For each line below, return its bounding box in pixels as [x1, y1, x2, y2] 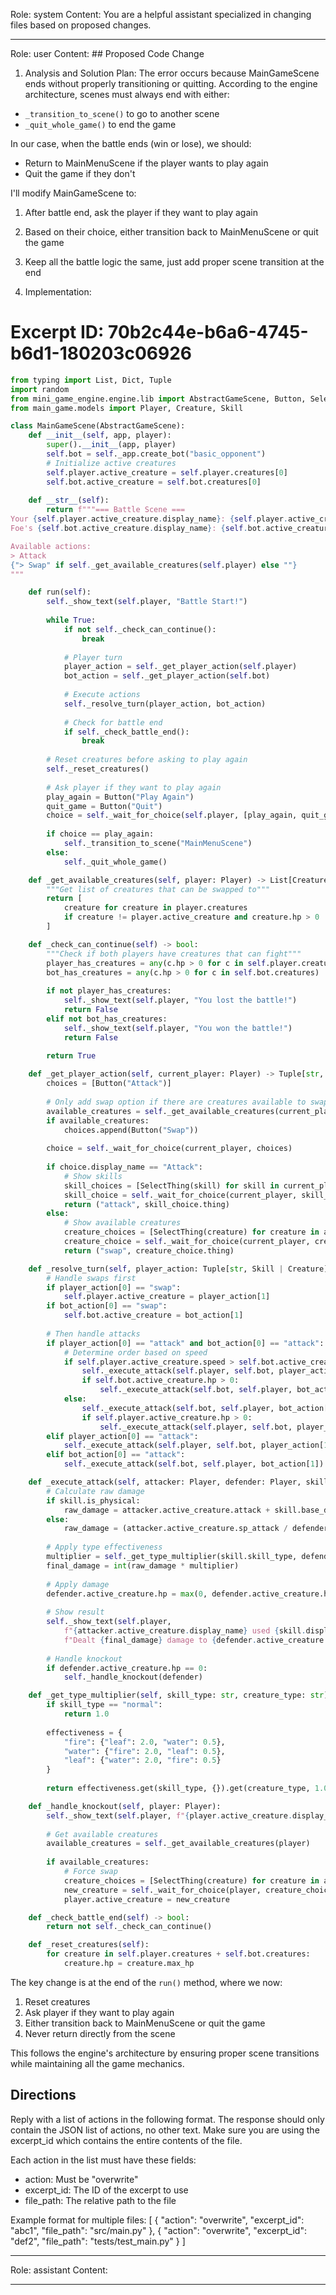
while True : [46, 615, 97, 626]
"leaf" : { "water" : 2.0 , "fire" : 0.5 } [63, 1755, 222, 1766]
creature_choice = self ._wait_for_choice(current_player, [63, 1237, 311, 1247]
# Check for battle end [63, 717, 163, 728]
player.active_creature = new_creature [63, 1894, 230, 1904]
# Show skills [63, 1171, 123, 1181]
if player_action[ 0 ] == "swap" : [46, 1282, 182, 1293]
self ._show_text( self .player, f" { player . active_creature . [46, 1810, 293, 1821]
